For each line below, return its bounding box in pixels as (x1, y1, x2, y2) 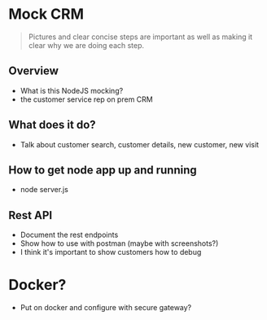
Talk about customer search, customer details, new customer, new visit (20, 139, 259, 149)
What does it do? (8, 118, 96, 132)
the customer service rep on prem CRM (20, 94, 153, 104)
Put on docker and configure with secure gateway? (20, 303, 192, 313)
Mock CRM (8, 5, 84, 24)
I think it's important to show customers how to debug (20, 248, 202, 257)
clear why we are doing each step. (28, 40, 145, 50)
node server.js (20, 185, 69, 195)
